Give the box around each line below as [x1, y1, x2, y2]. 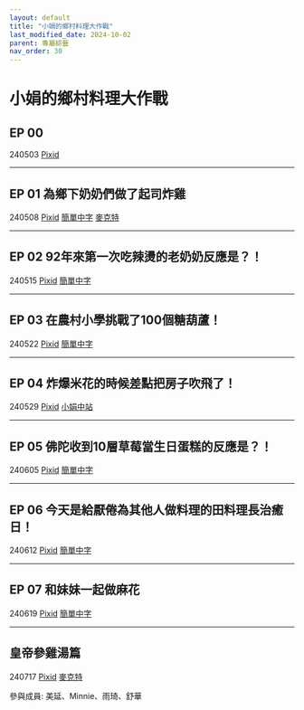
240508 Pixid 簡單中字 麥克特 [9, 212, 119, 222]
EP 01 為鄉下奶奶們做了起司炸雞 [9, 186, 186, 202]
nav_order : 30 [9, 47, 63, 56]
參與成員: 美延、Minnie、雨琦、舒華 [9, 690, 143, 701]
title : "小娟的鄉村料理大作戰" [9, 22, 114, 31]
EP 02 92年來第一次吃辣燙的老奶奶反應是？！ [9, 250, 263, 265]
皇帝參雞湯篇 [9, 646, 81, 661]
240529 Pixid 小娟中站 [9, 402, 93, 412]
